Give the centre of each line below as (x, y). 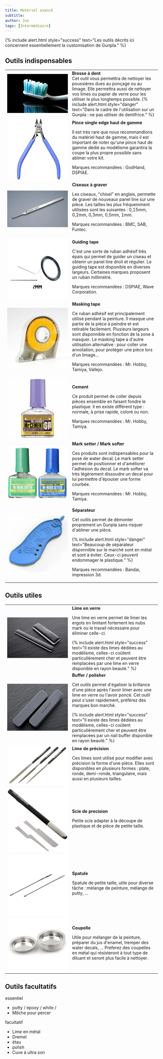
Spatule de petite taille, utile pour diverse (113, 883)
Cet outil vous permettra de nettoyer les (112, 78)
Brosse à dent (86, 73)
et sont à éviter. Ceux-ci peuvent (105, 555)
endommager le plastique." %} (103, 560)
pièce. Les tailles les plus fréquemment (111, 205)
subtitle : (15, 15)
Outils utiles (24, 596)
